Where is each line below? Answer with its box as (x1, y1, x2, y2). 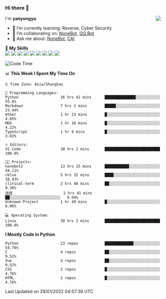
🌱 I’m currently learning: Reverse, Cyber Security (12, 25, 112, 31)
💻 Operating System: (5, 213, 49, 218)
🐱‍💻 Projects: (5, 160, 32, 165)
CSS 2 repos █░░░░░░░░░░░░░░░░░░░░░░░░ (5, 267, 161, 272)
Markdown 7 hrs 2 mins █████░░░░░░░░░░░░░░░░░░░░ (5, 104, 161, 109)
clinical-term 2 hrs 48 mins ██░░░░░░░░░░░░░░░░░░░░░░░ (5, 181, 161, 187)
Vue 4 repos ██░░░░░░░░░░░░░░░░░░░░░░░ (5, 259, 161, 263)
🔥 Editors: (5, 143, 28, 148)
